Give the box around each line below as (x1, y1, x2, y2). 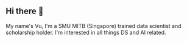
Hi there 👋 (5, 6, 44, 16)
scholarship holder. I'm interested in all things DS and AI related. (5, 29, 166, 36)
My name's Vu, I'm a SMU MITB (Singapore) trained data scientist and (5, 22, 182, 29)
